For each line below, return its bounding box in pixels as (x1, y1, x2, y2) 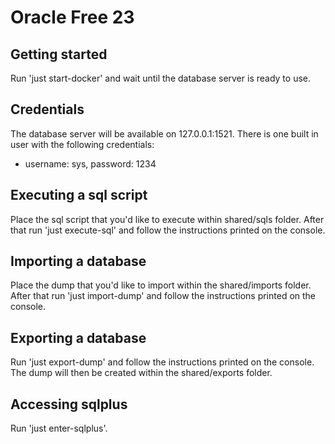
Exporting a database (10, 329, 147, 346)
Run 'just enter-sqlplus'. (10, 422, 108, 435)
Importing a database (10, 253, 147, 270)
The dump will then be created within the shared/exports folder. (10, 367, 273, 379)
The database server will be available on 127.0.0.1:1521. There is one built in (10, 127, 319, 140)
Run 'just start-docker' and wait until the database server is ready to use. (10, 72, 311, 84)
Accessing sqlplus (10, 396, 128, 413)
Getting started (10, 46, 108, 63)
